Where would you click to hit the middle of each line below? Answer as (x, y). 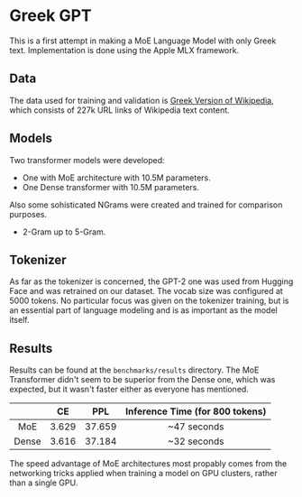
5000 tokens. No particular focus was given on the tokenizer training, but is (149, 301)
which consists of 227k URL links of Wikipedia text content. (119, 110)
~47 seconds (196, 427)
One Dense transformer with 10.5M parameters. (111, 187)
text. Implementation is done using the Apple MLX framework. (124, 50)
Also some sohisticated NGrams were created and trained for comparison (146, 205)
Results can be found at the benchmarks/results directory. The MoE (134, 370)
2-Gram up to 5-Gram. (64, 232)
